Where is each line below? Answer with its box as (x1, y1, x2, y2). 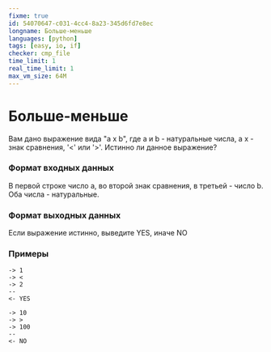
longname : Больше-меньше (8, 27, 92, 35)
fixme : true (8, 11, 49, 20)
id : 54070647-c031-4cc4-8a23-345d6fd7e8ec (8, 19, 154, 28)
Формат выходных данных (8, 210, 121, 221)
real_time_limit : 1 (8, 65, 74, 73)
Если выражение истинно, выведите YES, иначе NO (8, 228, 188, 238)
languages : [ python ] (8, 34, 78, 43)
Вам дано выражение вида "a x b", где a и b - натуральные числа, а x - (8, 134, 254, 143)
